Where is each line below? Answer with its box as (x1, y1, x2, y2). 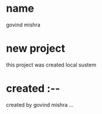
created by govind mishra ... (6, 101, 74, 108)
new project (6, 42, 66, 55)
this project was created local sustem (6, 61, 97, 68)
